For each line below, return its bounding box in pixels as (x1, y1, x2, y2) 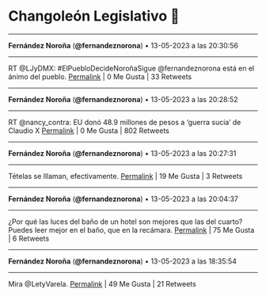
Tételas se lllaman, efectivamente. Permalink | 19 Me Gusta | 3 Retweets (8, 171, 243, 180)
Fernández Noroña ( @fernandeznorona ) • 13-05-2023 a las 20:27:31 (8, 148, 237, 157)
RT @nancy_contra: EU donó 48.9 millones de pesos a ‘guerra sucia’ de (8, 117, 241, 127)
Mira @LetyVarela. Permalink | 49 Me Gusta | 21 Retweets (8, 279, 196, 288)
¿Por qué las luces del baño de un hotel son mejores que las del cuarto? (8, 217, 243, 226)
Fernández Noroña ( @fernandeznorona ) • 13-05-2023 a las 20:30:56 (8, 40, 239, 50)
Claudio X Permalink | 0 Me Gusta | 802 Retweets (8, 126, 170, 135)
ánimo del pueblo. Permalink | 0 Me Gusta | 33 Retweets (8, 71, 192, 82)
